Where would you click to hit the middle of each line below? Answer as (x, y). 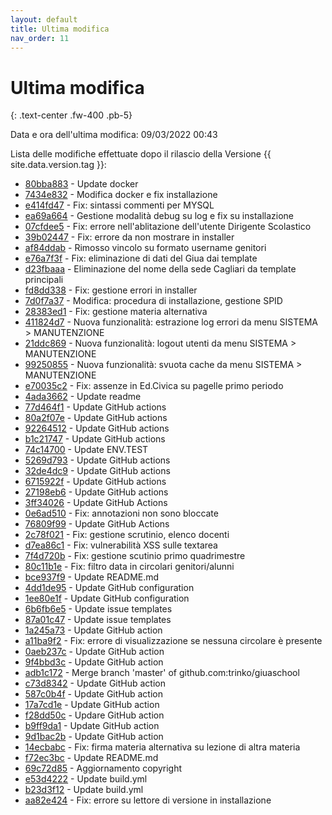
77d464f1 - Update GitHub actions (95, 407)
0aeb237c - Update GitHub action (94, 652)
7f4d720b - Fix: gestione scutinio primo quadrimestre (135, 556)
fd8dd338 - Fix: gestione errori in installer (111, 290)
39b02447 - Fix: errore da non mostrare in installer (129, 237)
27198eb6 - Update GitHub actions (96, 492)
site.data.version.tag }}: (58, 165)
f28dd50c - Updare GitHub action (94, 715)
